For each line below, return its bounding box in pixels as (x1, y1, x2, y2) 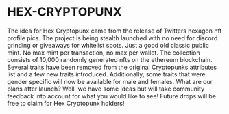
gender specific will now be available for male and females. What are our (7, 77, 213, 85)
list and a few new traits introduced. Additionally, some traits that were (7, 70, 206, 79)
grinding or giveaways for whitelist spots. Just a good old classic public (7, 41, 209, 49)
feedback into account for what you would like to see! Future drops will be (7, 91, 217, 100)
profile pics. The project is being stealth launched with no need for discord (7, 33, 218, 42)
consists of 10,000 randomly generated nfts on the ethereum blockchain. (7, 55, 213, 63)
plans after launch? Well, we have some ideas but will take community (7, 85, 204, 93)
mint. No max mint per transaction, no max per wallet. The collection (7, 48, 200, 57)
